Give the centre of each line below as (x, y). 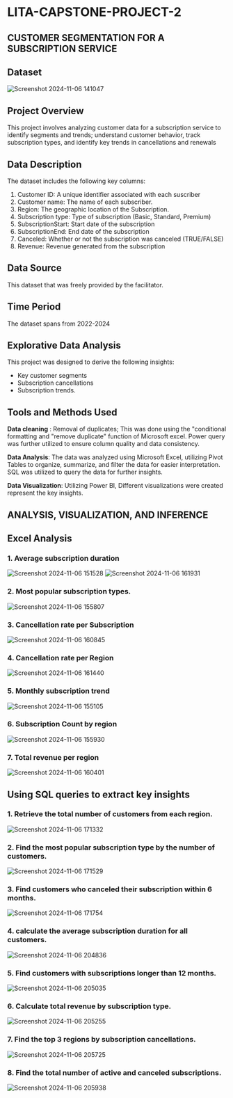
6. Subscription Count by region (62, 724)
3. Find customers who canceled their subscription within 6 (110, 889)
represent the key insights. (45, 493)
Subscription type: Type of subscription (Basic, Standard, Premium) (114, 217)
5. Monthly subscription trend (58, 691)
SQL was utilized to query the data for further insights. (85, 472)
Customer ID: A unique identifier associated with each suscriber (109, 195)
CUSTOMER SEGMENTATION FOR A (86, 38)
